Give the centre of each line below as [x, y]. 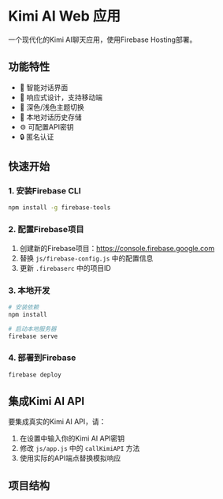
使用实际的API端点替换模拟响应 [70, 458]
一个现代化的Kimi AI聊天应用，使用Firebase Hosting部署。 [102, 39]
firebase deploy [35, 375]
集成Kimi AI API [46, 401]
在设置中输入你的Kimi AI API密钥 [72, 438]
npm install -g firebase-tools [59, 208]
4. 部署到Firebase [42, 358]
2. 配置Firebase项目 [46, 230]
